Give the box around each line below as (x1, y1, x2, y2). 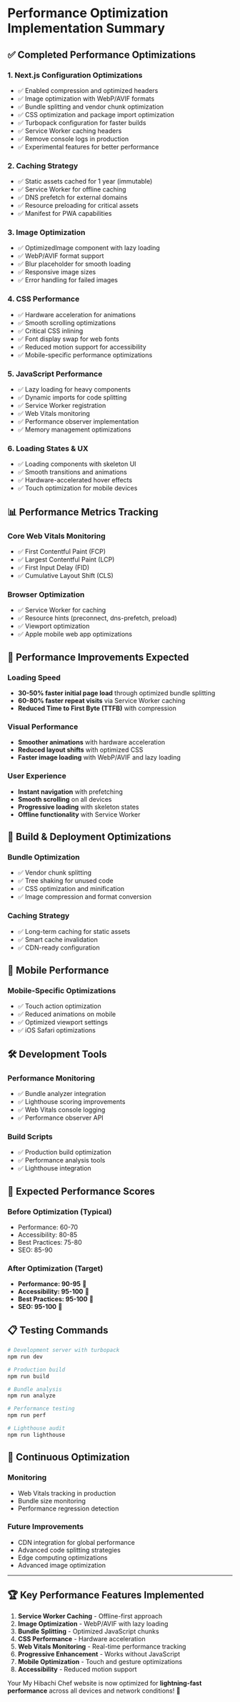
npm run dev (7, 1353, 43, 1360)
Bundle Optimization (7, 852, 80, 862)
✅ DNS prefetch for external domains (17, 193, 128, 201)
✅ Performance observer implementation (17, 417, 139, 426)
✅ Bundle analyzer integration (17, 1089, 106, 1098)
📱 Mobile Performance (7, 965, 109, 976)
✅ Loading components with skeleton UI (17, 459, 137, 469)
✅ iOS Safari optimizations (17, 1026, 96, 1035)
